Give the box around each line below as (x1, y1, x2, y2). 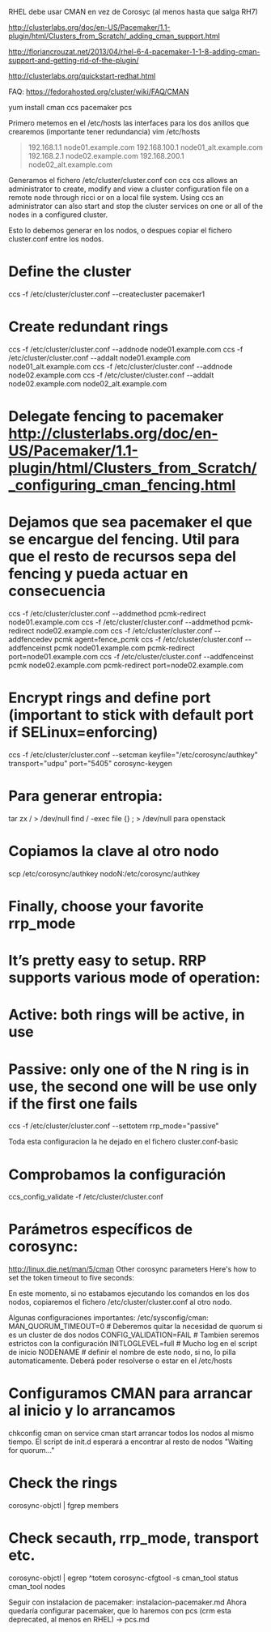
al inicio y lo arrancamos (8, 1401, 176, 1420)
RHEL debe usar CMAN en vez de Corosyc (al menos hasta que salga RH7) (8, 7, 259, 16)
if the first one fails (8, 1094, 138, 1113)
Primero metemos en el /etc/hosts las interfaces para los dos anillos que (8, 118, 249, 128)
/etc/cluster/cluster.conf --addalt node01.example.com (8, 352, 192, 363)
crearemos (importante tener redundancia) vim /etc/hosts (8, 127, 201, 136)
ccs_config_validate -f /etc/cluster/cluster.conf (8, 1192, 163, 1202)
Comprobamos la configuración (8, 1165, 227, 1183)
